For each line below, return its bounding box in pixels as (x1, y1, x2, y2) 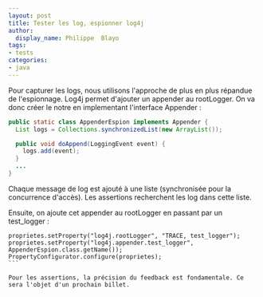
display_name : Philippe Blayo (15, 34, 120, 42)
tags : (8, 42, 26, 49)
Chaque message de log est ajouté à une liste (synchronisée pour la (8, 184, 232, 193)
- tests (8, 49, 34, 57)
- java (8, 64, 30, 72)
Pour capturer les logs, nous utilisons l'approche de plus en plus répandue (8, 85, 253, 95)
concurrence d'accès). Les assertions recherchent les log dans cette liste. (8, 192, 253, 202)
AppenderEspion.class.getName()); (8, 245, 124, 254)
